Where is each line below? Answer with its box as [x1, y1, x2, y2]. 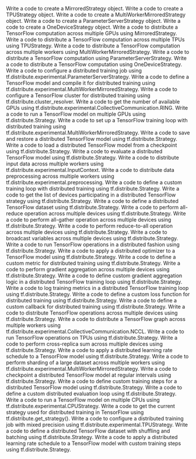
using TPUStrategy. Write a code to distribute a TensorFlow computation [6, 42, 181, 49]
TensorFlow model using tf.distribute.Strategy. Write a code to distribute [6, 154, 179, 161]
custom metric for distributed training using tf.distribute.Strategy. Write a [6, 260, 181, 267]
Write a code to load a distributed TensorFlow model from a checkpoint [6, 142, 177, 149]
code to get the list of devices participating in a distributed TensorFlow [6, 191, 176, 198]
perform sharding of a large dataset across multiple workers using [6, 359, 165, 366]
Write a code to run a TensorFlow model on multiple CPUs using [6, 396, 160, 403]
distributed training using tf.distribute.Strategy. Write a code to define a [6, 297, 177, 303]
